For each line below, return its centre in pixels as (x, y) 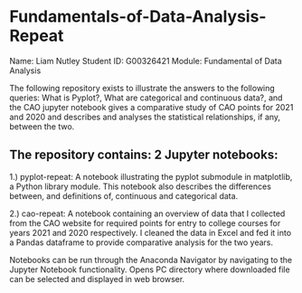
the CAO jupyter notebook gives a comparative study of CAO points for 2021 (151, 107)
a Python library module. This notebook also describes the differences (140, 186)
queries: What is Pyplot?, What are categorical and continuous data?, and (146, 98)
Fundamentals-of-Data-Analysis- (138, 17)
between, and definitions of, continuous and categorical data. (124, 195)
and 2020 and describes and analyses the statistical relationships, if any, (145, 117)
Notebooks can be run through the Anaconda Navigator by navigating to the (151, 260)
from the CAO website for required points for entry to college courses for (145, 222)
